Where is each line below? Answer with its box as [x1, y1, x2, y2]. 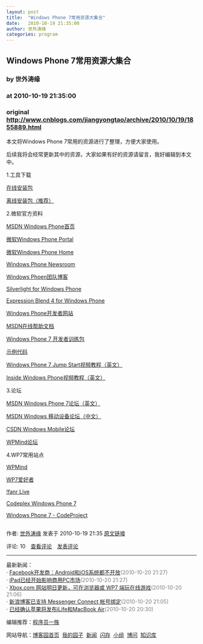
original [6, 108, 30, 116]
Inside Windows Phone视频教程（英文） [6, 374, 106, 381]
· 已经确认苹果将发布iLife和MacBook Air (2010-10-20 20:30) [6, 605, 154, 612]
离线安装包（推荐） [6, 196, 54, 204]
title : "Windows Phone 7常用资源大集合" [6, 15, 106, 21]
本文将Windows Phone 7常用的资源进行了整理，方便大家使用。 [6, 138, 163, 145]
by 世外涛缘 [6, 75, 40, 84]
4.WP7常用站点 [6, 451, 44, 458]
